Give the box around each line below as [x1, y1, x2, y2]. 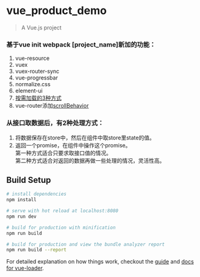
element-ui [15, 87, 43, 95]
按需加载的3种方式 [15, 94, 62, 102]
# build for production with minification [6, 224, 116, 231]
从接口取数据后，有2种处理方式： [6, 119, 104, 127]
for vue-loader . [6, 264, 45, 272]
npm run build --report [6, 247, 67, 253]
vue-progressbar [15, 74, 58, 81]
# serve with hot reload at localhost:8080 [6, 208, 119, 214]
